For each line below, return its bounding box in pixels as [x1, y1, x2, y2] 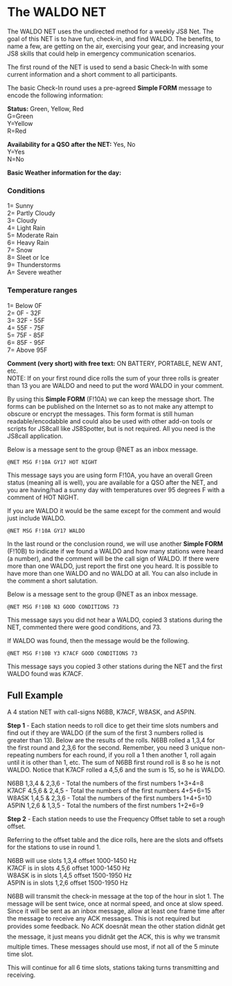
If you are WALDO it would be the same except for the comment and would [7, 506, 221, 515]
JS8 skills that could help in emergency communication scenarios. [7, 49, 196, 58]
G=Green [7, 112, 33, 120]
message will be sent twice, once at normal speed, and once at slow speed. [7, 900, 224, 908]
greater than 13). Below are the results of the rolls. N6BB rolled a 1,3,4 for [7, 736, 215, 745]
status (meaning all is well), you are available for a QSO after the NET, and [7, 478, 218, 487]
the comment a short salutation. [7, 576, 98, 585]
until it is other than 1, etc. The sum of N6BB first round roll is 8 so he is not [7, 759, 221, 767]
